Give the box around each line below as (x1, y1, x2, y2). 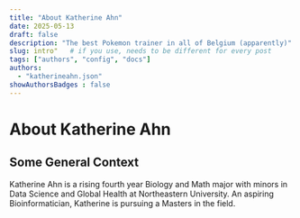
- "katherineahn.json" (17, 72, 103, 81)
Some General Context (9, 155, 140, 170)
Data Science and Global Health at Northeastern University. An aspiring (9, 188, 275, 199)
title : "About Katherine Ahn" (9, 13, 123, 23)
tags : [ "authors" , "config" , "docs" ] (9, 55, 151, 64)
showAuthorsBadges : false (9, 80, 111, 89)
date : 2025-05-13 (9, 22, 75, 31)
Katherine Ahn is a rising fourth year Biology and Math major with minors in (9, 178, 288, 189)
